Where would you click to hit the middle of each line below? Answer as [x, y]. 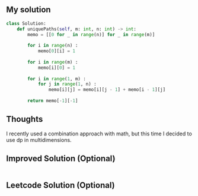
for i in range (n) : [53, 46]
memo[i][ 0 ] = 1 [57, 68]
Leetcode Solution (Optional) [60, 185]
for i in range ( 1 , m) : [57, 79]
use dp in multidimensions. [39, 140]
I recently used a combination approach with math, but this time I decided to [99, 134]
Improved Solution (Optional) [61, 159]
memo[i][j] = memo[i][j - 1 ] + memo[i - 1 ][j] [107, 90]
